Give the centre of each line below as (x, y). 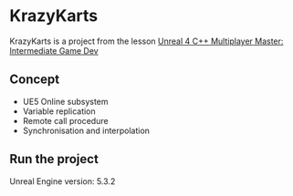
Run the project (54, 159)
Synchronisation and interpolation (86, 130)
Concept (35, 80)
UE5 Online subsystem (65, 101)
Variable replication (59, 111)
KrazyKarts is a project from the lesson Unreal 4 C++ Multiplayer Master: (146, 41)
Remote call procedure (65, 120)
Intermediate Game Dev (54, 50)
